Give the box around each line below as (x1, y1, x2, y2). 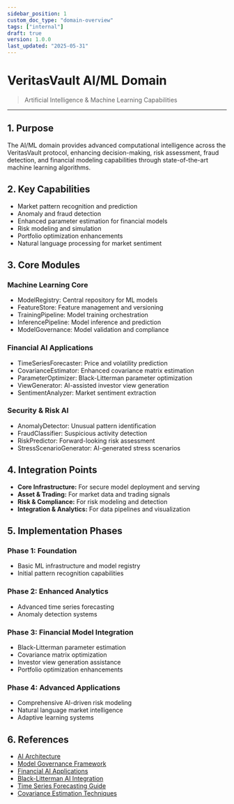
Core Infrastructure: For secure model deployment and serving (17, 483, 201, 491)
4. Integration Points (7, 464, 97, 476)
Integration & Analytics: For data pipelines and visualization (17, 505, 190, 513)
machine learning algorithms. (7, 163, 91, 172)
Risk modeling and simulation (17, 224, 102, 232)
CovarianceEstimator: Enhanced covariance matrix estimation (17, 366, 194, 374)
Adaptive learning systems (17, 713, 94, 722)
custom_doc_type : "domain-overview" (7, 17, 114, 24)
